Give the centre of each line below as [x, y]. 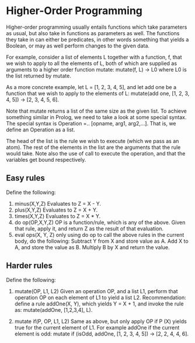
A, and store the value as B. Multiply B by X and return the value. [92, 247]
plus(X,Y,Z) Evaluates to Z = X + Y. [56, 210]
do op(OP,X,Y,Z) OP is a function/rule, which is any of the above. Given [100, 222]
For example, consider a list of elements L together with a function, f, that [94, 57]
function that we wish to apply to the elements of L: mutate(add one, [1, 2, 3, [98, 93]
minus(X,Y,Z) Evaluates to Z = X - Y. [58, 203]
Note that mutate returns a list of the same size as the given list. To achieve [96, 111]
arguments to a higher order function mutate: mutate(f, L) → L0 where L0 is [96, 69]
